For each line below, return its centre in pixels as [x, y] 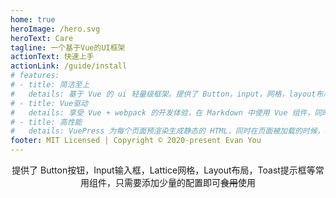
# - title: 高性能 [46, 122]
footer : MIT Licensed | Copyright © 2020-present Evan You [136, 141]
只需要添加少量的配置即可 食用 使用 [185, 182]
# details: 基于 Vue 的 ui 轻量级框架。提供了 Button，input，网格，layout [163, 94]
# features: [35, 76]
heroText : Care [42, 38]
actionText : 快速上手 [52, 57]
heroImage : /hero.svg [55, 29]
